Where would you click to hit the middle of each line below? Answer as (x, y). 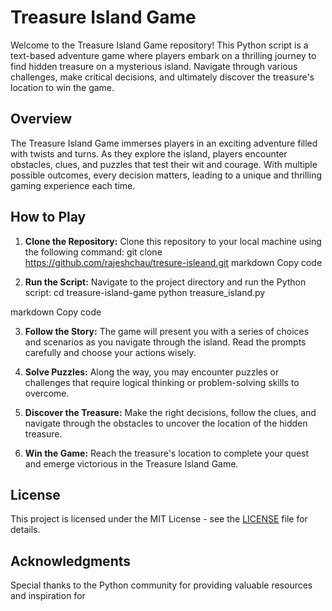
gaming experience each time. (73, 185)
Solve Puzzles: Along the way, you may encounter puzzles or (152, 372)
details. (25, 530)
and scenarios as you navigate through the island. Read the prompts (165, 342)
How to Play (48, 217)
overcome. (47, 393)
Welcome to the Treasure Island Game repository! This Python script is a (159, 45)
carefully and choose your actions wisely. (110, 352)
